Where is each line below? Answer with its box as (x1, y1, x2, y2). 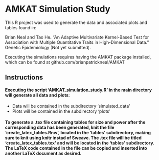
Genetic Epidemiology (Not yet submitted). (5, 44, 91, 50)
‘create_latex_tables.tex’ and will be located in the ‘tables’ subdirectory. (5, 140, 155, 146)
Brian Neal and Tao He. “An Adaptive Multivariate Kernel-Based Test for (5, 34, 149, 40)
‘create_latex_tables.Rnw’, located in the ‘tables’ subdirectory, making (5, 130, 151, 136)
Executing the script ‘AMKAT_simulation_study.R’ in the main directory (5, 87, 152, 93)
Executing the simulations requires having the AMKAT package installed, (5, 54, 151, 60)
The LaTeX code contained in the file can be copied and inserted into (5, 145, 148, 151)
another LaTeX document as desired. (5, 150, 82, 157)
